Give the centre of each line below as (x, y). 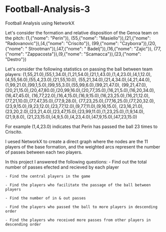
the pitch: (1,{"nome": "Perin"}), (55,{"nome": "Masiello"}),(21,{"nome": (78, 38)
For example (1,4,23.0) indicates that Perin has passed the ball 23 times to (81, 126)
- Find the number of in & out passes (45, 198)
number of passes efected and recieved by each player (62, 167)
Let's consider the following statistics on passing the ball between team (79, 69)
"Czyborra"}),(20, (138, 43)
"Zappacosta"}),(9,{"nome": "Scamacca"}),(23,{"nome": (83, 54)
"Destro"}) (16, 59)
